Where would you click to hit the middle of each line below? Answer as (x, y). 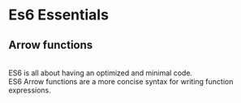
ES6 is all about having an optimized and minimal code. (101, 73)
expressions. (30, 90)
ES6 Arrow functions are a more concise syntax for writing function (121, 82)
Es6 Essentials (59, 15)
